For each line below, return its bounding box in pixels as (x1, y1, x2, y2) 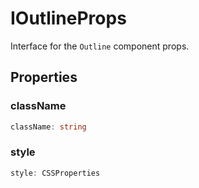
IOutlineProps (10, 7, 127, 30)
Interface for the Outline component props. (10, 40, 190, 52)
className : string (10, 122, 87, 132)
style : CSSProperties (10, 168, 101, 178)
